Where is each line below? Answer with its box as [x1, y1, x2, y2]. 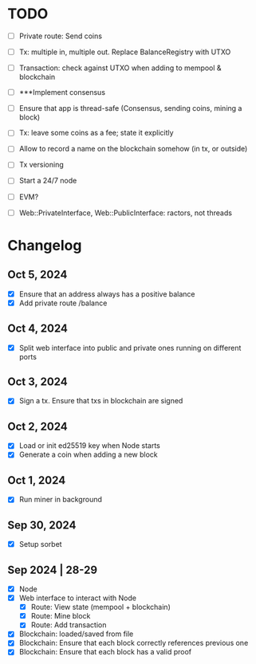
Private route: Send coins [18, 31, 103, 41]
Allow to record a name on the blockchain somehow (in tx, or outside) [18, 144, 248, 154]
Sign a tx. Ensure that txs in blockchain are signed [18, 396, 183, 406]
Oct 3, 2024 [7, 375, 69, 389]
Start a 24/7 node [18, 176, 77, 186]
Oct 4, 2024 [7, 322, 69, 336]
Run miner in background [18, 495, 103, 505]
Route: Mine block [30, 611, 91, 621]
